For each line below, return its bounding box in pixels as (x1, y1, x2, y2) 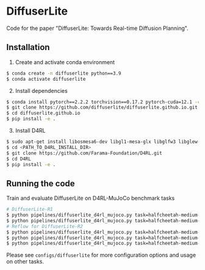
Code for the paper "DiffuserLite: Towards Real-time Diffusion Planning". (6, 24, 189, 32)
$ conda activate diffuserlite (6, 76, 86, 82)
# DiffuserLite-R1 (6, 206, 53, 213)
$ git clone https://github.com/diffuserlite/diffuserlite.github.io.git (6, 104, 198, 111)
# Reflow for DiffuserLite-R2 (6, 223, 84, 230)
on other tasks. (6, 258, 45, 265)
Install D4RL (15, 127, 46, 134)
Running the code (6, 178, 75, 189)
